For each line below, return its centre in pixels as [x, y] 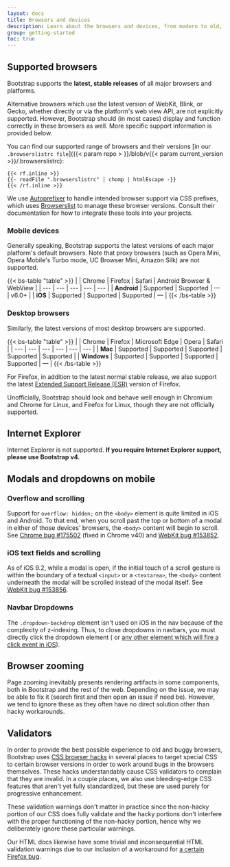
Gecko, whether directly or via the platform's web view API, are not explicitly [115, 111]
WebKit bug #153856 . [38, 590]
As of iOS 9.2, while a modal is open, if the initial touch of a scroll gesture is [114, 568]
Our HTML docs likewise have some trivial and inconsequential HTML [105, 842]
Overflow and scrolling [46, 498]
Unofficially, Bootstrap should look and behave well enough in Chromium [110, 397]
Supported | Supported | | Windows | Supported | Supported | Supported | [113, 356]
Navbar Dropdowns [40, 608]
